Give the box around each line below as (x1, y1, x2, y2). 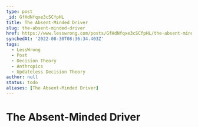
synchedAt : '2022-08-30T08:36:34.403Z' (6, 36, 104, 42)
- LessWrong (11, 47, 41, 53)
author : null (6, 74, 38, 80)
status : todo (6, 80, 38, 86)
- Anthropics (11, 63, 44, 69)
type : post (6, 8, 33, 15)
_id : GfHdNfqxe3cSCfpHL (6, 14, 65, 20)
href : (6, 31, 19, 36)
